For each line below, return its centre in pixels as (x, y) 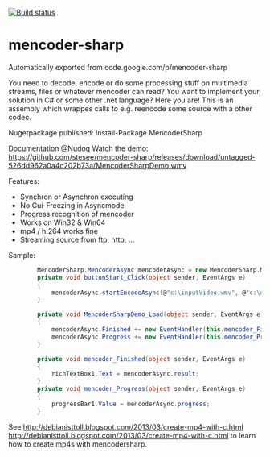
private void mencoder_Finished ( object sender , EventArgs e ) (142, 359)
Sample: (22, 255)
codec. (20, 117)
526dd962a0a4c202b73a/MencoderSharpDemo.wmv (98, 165)
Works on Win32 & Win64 (63, 222)
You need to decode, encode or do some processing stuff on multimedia (128, 83)
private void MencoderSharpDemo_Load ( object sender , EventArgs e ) (151, 314)
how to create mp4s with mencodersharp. (78, 444)
